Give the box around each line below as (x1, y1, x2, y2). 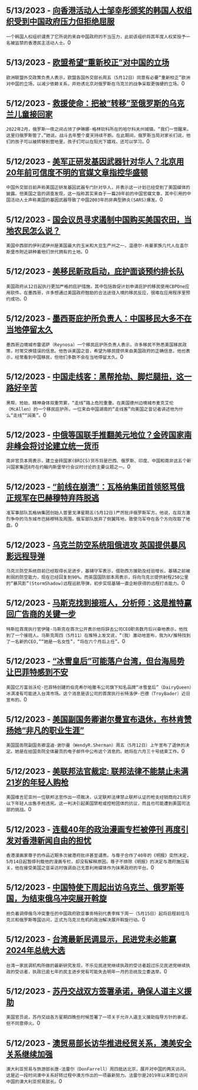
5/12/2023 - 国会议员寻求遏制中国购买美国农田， (6, 215, 184, 225)
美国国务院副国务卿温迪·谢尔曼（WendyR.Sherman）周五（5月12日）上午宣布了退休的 (6, 742, 186, 749)
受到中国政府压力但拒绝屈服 (14, 17, 115, 27)
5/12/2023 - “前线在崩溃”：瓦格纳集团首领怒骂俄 (6, 482, 185, 492)
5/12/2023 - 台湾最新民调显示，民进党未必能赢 (6, 934, 177, 944)
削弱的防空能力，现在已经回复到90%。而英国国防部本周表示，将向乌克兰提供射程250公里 (6, 574, 189, 580)
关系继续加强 (6, 1049, 53, 1059)
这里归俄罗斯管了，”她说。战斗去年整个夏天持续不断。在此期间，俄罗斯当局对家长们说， (6, 133, 187, 139)
